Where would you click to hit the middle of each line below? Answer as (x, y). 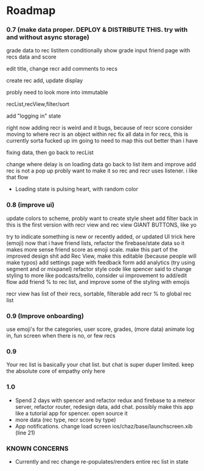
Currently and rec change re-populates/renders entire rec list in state (102, 461)
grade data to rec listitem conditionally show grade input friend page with (98, 51)
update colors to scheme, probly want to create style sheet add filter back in (102, 218)
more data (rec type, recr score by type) (65, 420)
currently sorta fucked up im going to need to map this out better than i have (102, 141)
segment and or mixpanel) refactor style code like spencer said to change (99, 269)
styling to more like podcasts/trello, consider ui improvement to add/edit (97, 275)
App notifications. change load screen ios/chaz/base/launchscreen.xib (104, 426)
